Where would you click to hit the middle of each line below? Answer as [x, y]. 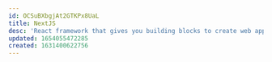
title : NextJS [32, 23]
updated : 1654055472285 [49, 38]
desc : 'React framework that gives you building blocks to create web [130, 31]
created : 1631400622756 [49, 46]
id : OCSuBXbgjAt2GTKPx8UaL [54, 16]
